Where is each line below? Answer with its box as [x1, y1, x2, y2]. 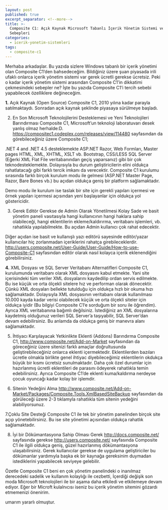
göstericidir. [5, 198, 30, 204]
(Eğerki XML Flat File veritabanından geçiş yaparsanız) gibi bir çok [5, 156, 141, 162]
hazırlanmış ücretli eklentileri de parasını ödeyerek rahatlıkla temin [12, 365, 148, 371]
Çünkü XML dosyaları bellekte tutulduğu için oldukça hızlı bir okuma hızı [5, 286, 153, 292]
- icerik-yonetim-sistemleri [9, 40, 70, 45]
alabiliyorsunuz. [12, 401, 45, 407]
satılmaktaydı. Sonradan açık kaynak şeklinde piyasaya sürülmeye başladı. [5, 105, 158, 111]
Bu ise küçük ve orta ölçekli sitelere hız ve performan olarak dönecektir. [5, 281, 152, 287]
